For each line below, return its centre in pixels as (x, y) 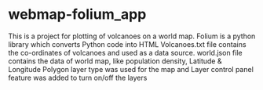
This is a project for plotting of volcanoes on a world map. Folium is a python (132, 36)
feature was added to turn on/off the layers (78, 77)
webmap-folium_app (77, 14)
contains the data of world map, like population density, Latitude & (115, 61)
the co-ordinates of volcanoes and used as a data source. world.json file (125, 52)
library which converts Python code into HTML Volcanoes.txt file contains (127, 44)
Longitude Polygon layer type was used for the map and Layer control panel (131, 69)
